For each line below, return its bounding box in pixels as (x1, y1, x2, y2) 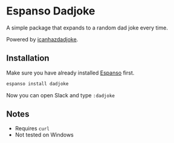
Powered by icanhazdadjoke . (6, 35, 79, 43)
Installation (6, 53, 50, 64)
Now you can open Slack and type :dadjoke (6, 91, 115, 99)
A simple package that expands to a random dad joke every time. (6, 24, 168, 31)
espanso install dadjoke (6, 81, 69, 87)
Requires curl (14, 125, 50, 132)
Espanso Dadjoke (6, 4, 95, 18)
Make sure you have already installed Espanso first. (6, 69, 135, 76)
